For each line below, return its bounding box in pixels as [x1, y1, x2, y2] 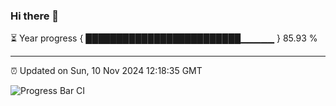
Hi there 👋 [10, 9, 60, 23]
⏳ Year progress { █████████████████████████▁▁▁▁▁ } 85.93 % [10, 32, 318, 44]
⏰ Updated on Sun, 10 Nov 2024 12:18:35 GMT [10, 65, 203, 77]
